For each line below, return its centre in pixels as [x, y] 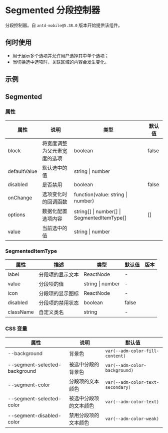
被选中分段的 [84, 365]
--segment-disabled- [34, 416]
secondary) [118, 388]
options [16, 214]
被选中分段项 [84, 398]
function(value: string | [100, 194]
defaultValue [22, 171]
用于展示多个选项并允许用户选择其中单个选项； [60, 55]
